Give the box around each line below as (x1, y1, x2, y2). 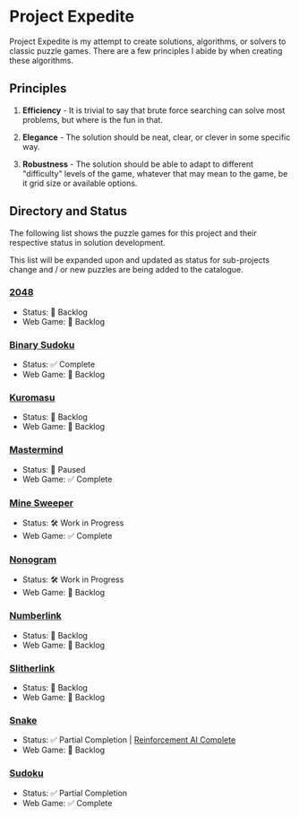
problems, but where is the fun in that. (21, 114, 164, 125)
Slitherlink (9, 662, 56, 674)
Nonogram (9, 553, 56, 566)
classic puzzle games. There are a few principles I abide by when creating (9, 45, 283, 56)
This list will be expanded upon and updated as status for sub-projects (9, 254, 270, 265)
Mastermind (9, 444, 64, 456)
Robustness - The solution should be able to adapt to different (21, 159, 253, 169)
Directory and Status (9, 204, 128, 219)
